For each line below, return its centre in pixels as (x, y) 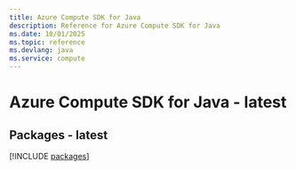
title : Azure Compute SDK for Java (75, 17)
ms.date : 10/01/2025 (48, 34)
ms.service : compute (48, 58)
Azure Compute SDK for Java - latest (148, 102)
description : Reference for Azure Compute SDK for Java (115, 26)
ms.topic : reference (48, 42)
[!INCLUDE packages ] (49, 156)
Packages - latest (59, 135)
